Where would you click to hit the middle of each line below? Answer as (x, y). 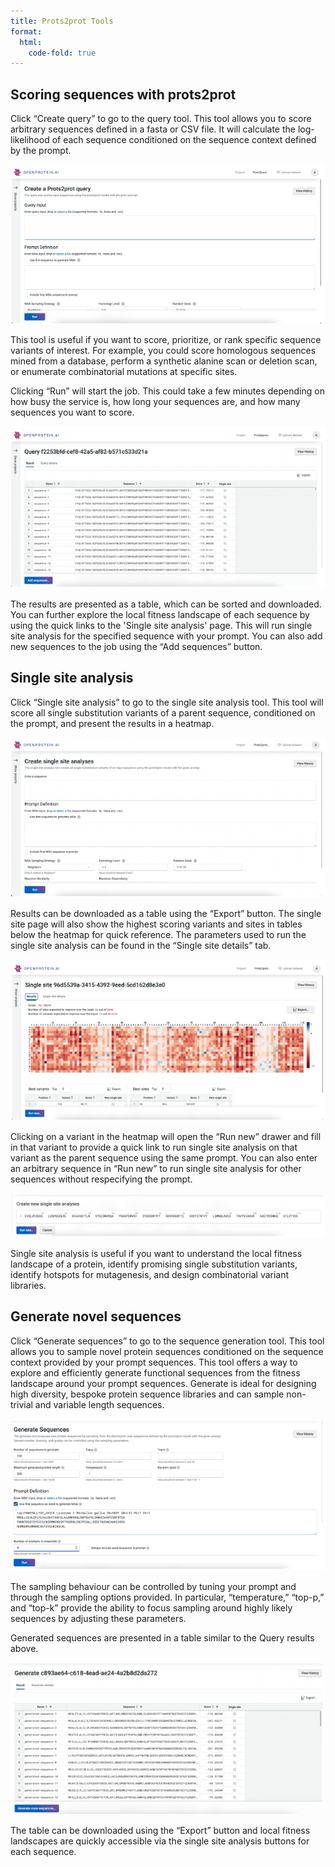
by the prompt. (41, 151)
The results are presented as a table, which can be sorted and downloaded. (166, 604)
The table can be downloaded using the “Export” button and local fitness (160, 1830)
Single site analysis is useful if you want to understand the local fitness (156, 1253)
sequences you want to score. (72, 412)
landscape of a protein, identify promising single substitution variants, (154, 1264)
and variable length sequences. (99, 1404)
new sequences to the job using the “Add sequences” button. (136, 646)
